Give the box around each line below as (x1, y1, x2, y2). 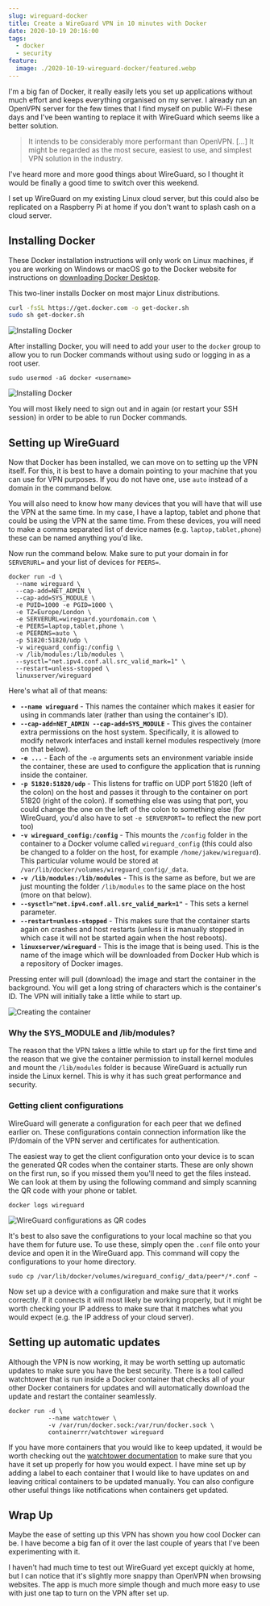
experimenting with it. (8, 1547, 81, 1557)
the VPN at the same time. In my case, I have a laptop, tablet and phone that (8, 508, 260, 517)
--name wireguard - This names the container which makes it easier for (19, 701, 255, 711)
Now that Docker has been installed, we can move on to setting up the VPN (8, 458, 258, 467)
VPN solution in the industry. (27, 153, 123, 163)
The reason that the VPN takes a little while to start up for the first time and (8, 1046, 257, 1056)
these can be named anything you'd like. (8, 533, 143, 543)
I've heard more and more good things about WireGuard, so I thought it (8, 169, 244, 178)
